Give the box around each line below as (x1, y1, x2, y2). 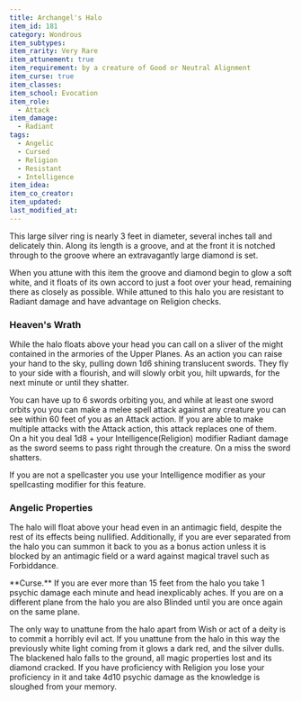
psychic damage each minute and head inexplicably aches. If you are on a (9, 587, 284, 598)
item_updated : (9, 197, 63, 207)
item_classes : (9, 80, 63, 89)
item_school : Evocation (9, 88, 99, 97)
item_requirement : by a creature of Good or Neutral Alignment (9, 64, 252, 73)
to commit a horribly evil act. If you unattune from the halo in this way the (9, 633, 280, 644)
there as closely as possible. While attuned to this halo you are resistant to (9, 286, 285, 297)
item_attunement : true (9, 55, 94, 64)
